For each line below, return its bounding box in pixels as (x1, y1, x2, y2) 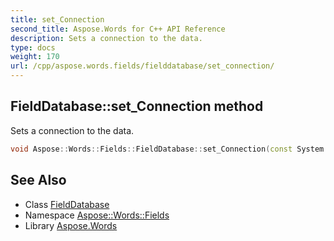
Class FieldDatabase (24, 198, 110, 210)
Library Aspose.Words (24, 219, 118, 231)
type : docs (10, 42, 56, 53)
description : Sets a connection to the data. (10, 33, 203, 43)
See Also (10, 172, 67, 189)
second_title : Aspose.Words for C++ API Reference (10, 24, 226, 34)
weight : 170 (10, 52, 60, 62)
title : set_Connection (10, 14, 105, 25)
